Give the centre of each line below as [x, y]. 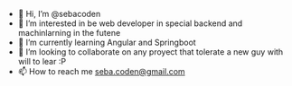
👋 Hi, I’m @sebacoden [59, 14]
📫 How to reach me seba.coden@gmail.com [101, 71]
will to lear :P [42, 61]
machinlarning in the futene [69, 33]
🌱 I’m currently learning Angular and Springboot [107, 42]
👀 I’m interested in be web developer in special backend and [130, 23]
